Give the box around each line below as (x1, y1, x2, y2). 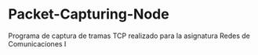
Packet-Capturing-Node (8, 5, 170, 23)
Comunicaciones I (8, 39, 67, 48)
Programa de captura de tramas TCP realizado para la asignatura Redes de (8, 31, 251, 40)
